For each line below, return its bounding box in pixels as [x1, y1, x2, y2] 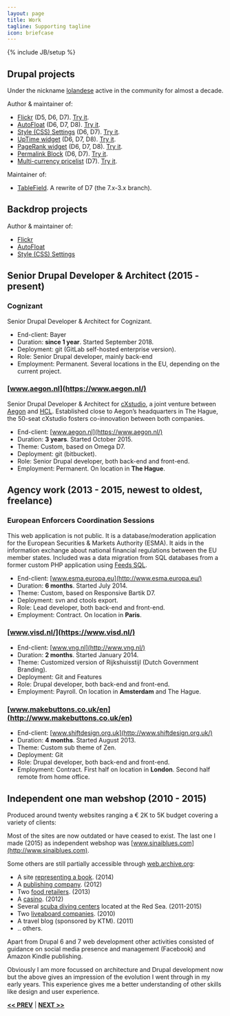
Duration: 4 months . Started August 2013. [17, 736, 136, 745]
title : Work [7, 17, 41, 23]
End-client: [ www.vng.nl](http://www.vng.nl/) [17, 643, 146, 652]
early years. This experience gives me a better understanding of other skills [7, 979, 222, 988]
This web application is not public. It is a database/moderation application [7, 531, 216, 539]
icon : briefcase [7, 29, 54, 37]
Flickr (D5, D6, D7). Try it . [17, 113, 90, 121]
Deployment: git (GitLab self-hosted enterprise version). [17, 345, 176, 353]
